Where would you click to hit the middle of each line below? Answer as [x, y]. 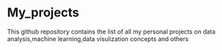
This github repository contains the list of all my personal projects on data [111, 32]
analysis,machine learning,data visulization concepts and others [98, 38]
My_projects [43, 13]
